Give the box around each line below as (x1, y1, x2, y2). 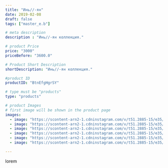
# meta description (5, 30, 46, 35)
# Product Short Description (5, 62, 66, 67)
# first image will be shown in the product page (5, 108, 111, 113)
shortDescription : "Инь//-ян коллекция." (5, 67, 93, 72)
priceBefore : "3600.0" (5, 53, 52, 58)
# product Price (5, 44, 39, 49)
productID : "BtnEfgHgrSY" (5, 80, 59, 85)
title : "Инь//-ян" (5, 7, 43, 12)
